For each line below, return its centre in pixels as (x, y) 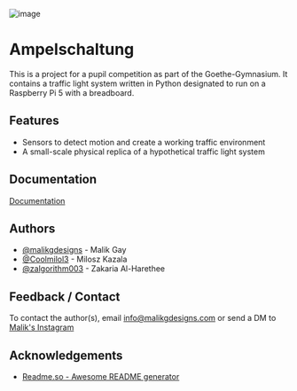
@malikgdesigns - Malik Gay (74, 250)
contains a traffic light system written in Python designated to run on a (137, 83)
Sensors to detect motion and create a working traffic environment (144, 142)
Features (34, 121)
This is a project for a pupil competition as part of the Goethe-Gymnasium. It (148, 74)
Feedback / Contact (65, 297)
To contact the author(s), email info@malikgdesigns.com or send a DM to (143, 318)
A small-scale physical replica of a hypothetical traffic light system (144, 152)
